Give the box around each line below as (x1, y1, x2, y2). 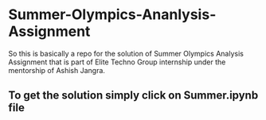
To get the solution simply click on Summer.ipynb (8, 89, 259, 103)
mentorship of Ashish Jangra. (8, 65, 106, 75)
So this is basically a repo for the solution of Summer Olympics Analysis (8, 48, 244, 58)
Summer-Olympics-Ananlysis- (8, 6, 217, 24)
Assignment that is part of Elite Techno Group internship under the (8, 57, 226, 67)
